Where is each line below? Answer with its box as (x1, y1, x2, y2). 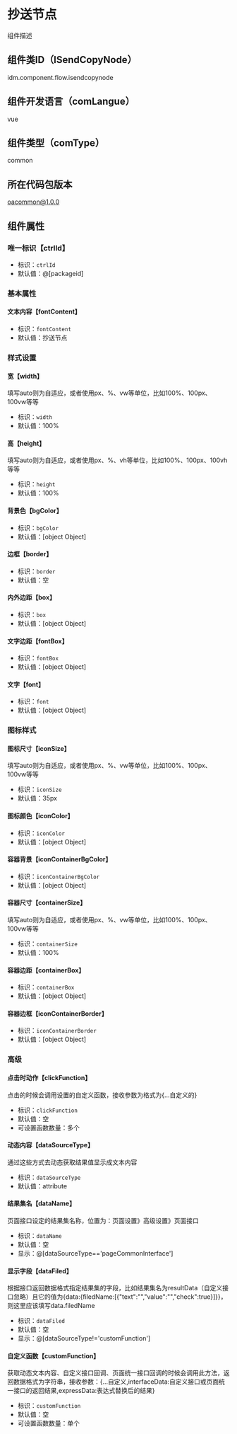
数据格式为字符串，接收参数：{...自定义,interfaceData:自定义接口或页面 (13, 1377, 219, 1386)
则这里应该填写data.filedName (7, 1302, 95, 1310)
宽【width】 (7, 372, 44, 380)
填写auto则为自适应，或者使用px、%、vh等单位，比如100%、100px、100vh (7, 456, 228, 464)
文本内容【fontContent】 (7, 307, 81, 316)
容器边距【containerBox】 (7, 965, 85, 974)
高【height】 (7, 439, 46, 447)
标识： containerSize (17, 939, 78, 948)
